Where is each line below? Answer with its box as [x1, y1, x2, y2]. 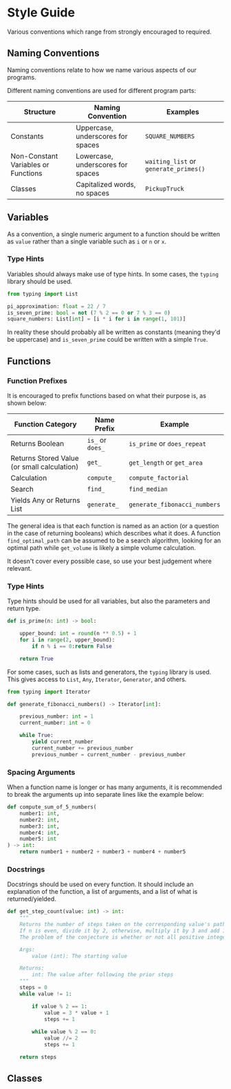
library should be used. [7, 277, 73, 285]
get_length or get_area [129, 458, 203, 467]
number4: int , [19, 829, 60, 836]
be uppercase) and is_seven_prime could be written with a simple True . [7, 335, 208, 344]
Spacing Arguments [7, 767, 76, 777]
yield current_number [32, 738, 94, 745]
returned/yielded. [7, 895, 56, 903]
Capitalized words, [75, 179, 136, 189]
